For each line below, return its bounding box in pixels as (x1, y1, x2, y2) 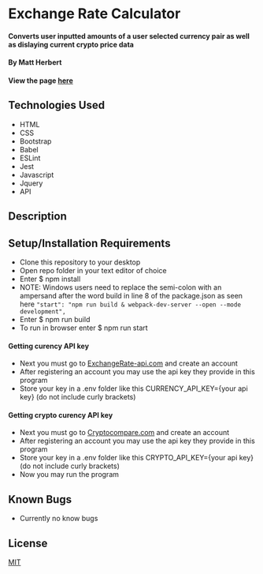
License (8, 536, 48, 550)
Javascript (19, 170, 54, 179)
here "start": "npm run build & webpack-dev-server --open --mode (19, 299, 242, 309)
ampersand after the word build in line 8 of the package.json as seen (19, 291, 243, 300)
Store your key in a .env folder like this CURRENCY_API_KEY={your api (19, 384, 248, 393)
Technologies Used (8, 99, 105, 112)
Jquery (19, 178, 43, 188)
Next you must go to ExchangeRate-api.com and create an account (19, 358, 239, 368)
